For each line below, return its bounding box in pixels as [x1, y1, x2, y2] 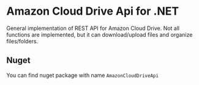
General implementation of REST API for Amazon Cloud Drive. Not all [6, 24, 180, 32]
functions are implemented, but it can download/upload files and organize [6, 31, 193, 38]
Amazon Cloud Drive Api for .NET [6, 4, 179, 18]
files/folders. [6, 37, 39, 45]
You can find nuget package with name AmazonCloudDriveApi [6, 72, 159, 79]
